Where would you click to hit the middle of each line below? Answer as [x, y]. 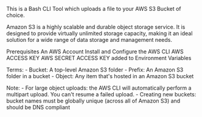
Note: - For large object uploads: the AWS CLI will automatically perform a [99, 88]
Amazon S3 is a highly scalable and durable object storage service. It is [96, 27]
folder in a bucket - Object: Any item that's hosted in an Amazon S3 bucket [100, 76]
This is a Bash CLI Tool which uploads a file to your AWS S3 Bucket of [94, 9]
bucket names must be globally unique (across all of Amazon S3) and [93, 101]
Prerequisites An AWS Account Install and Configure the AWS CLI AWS [95, 52]
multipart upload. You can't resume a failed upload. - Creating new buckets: [101, 94]
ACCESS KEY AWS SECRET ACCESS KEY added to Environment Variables [99, 58]
